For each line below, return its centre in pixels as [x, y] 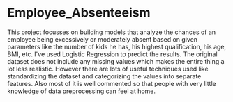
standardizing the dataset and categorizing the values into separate [104, 76]
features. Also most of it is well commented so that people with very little [112, 83]
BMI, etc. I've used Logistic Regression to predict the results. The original [112, 54]
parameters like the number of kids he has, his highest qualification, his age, [117, 46]
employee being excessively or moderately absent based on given [102, 39]
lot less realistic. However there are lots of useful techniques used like [108, 69]
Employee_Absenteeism [79, 13]
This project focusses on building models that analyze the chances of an [112, 32]
